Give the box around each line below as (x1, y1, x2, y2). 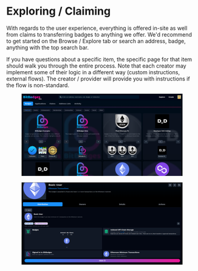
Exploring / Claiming (6, 4, 111, 18)
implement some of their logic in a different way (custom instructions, (6, 68, 180, 76)
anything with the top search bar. (6, 44, 89, 51)
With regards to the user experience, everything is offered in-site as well (6, 24, 188, 32)
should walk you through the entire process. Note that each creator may (6, 62, 186, 69)
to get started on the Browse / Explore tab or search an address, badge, (6, 37, 186, 44)
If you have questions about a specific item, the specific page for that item (6, 55, 193, 63)
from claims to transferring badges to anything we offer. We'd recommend (6, 30, 193, 38)
